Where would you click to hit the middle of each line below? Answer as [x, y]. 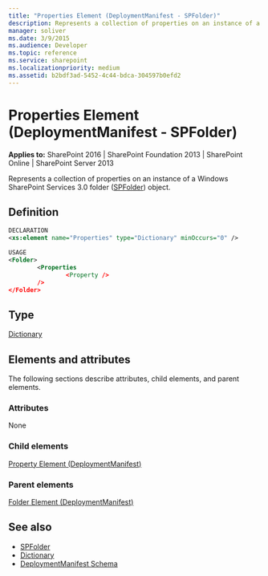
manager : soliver [37, 30]
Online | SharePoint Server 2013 [61, 163]
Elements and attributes [69, 359]
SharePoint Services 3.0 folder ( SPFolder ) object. [89, 187]
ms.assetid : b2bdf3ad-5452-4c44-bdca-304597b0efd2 [95, 75]
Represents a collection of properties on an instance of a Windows [118, 178]
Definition [33, 212]
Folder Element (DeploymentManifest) [71, 501]
